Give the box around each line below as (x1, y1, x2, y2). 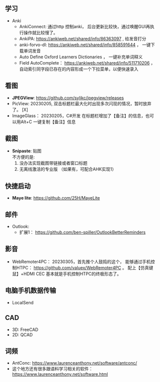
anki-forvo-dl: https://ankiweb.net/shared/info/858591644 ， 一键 (19, 42, 151, 48)
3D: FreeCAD (12, 327, 39, 332)
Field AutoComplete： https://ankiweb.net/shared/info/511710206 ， (19, 60, 155, 66)
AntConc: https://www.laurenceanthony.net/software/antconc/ (12, 360, 137, 366)
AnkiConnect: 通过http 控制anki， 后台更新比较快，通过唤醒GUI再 (19, 23, 150, 29)
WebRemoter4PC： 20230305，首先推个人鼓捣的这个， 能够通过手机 (12, 259, 151, 265)
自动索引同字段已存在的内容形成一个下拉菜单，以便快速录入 (19, 66, 139, 72)
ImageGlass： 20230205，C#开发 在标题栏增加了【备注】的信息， (12, 113, 145, 118)
